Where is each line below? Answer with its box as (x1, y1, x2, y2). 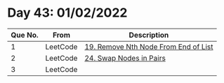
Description (129, 30, 169, 40)
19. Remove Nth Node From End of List (84, 42, 213, 52)
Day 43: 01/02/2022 (7, 5, 128, 21)
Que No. (11, 30, 39, 40)
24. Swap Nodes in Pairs (84, 53, 166, 63)
